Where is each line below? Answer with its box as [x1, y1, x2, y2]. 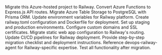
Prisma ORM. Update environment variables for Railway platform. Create [5, 14, 149, 20]
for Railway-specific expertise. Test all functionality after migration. [17, 45, 151, 50]
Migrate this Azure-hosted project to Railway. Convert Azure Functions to [5, 4, 151, 10]
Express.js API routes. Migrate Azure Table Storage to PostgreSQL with [5, 9, 147, 15]
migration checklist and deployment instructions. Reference [5, 40, 124, 45]
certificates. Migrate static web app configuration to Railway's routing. [5, 30, 145, 35]
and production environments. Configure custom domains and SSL [5, 24, 138, 30]
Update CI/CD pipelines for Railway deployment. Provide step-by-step [5, 34, 145, 40]
